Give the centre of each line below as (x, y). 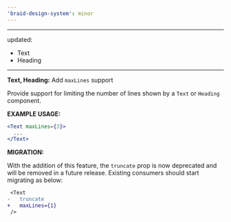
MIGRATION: (26, 153)
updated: (20, 39)
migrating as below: (35, 180)
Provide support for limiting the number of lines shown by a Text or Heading (113, 93)
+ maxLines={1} (32, 206)
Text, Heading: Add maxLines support (60, 80)
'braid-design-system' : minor (51, 13)
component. (24, 100)
